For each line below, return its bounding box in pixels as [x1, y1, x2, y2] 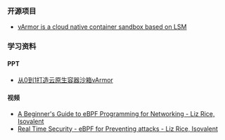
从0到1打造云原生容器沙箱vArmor [17, 76, 114, 84]
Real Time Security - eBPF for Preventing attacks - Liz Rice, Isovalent [17, 125, 218, 133]
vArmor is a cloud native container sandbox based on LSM [17, 23, 187, 31]
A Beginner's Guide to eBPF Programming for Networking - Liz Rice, [17, 109, 215, 117]
